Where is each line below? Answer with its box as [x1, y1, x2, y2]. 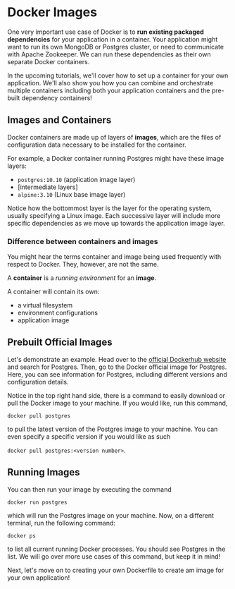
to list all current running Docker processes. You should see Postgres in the [7, 545, 226, 553]
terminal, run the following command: [7, 518, 116, 527]
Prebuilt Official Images [7, 336, 113, 348]
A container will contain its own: [7, 287, 100, 296]
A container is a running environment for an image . [7, 274, 157, 282]
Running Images [7, 466, 80, 478]
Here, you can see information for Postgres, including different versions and [7, 370, 227, 378]
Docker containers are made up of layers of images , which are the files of [7, 133, 222, 141]
